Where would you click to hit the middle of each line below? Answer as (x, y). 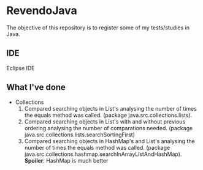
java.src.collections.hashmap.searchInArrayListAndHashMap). (103, 154)
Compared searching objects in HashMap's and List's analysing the (109, 141)
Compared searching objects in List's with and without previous (105, 121)
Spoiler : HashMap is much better (66, 160)
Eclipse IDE (21, 68)
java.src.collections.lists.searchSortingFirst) (79, 135)
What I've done (36, 87)
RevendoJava (42, 11)
